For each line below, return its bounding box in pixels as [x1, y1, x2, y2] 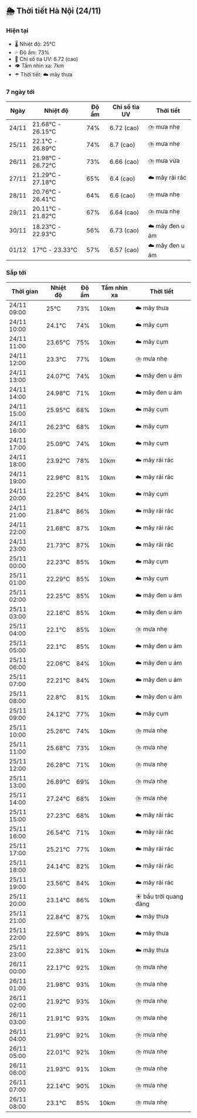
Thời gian [11, 287, 39, 296]
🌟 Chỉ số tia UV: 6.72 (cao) [14, 55, 79, 62]
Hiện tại [6, 26, 29, 35]
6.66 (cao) [109, 158, 140, 166]
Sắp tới [6, 268, 26, 276]
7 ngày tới [6, 88, 35, 96]
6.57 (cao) [109, 246, 140, 254]
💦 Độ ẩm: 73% [14, 49, 50, 56]
